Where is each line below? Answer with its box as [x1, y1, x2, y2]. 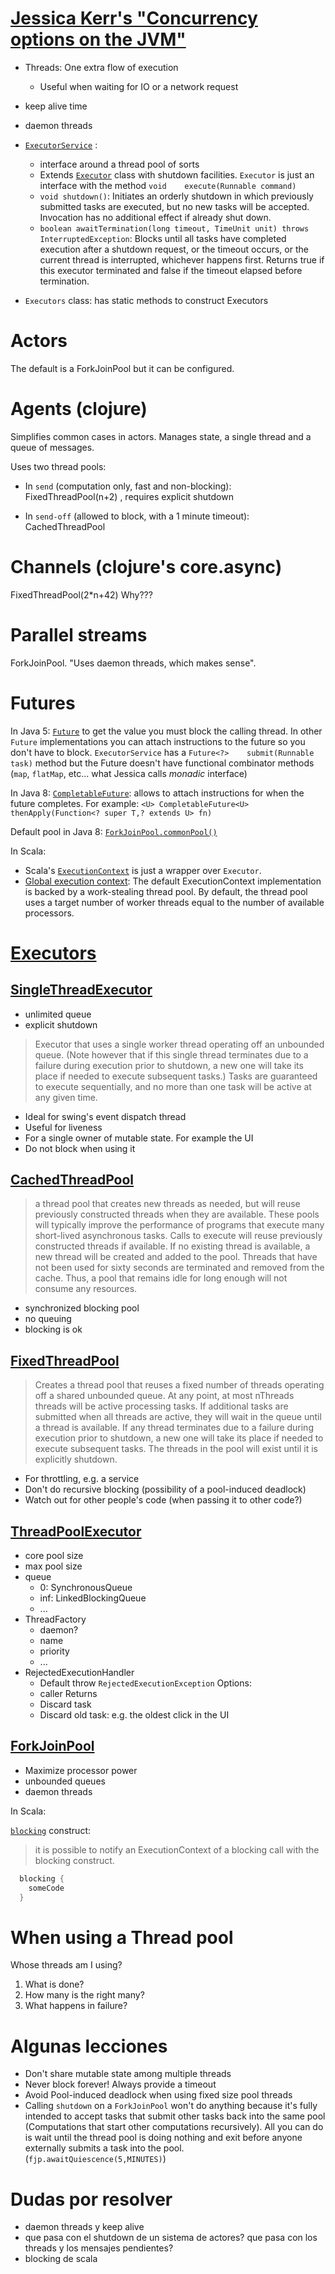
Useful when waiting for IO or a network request [39, 80, 239, 92]
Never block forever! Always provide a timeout [24, 2078, 217, 2091]
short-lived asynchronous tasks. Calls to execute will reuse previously [34, 1230, 323, 1242]
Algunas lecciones [10, 2035, 168, 2057]
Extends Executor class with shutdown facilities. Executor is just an [39, 168, 315, 181]
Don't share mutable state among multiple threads [24, 2068, 232, 2080]
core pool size [24, 1550, 84, 1562]
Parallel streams [10, 623, 148, 646]
